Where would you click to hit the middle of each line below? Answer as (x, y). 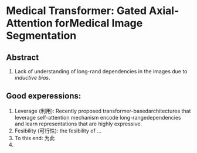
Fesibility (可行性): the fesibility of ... (58, 131)
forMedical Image (99, 23)
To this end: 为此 (35, 138)
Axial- (164, 11)
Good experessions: (44, 96)
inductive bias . (32, 78)
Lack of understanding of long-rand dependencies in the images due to (101, 71)
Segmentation (41, 36)
